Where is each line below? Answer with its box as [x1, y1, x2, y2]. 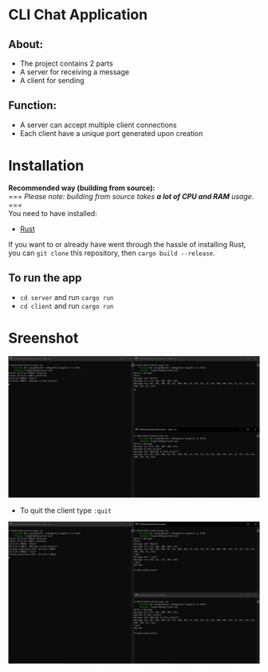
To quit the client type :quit [19, 506, 112, 515]
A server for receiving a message [19, 67, 130, 77]
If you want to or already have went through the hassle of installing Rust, [8, 239, 246, 249]
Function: [8, 98, 57, 113]
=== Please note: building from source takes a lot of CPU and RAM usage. [8, 191, 254, 201]
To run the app [8, 271, 82, 285]
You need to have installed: [8, 208, 97, 218]
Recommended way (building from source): [8, 182, 156, 193]
